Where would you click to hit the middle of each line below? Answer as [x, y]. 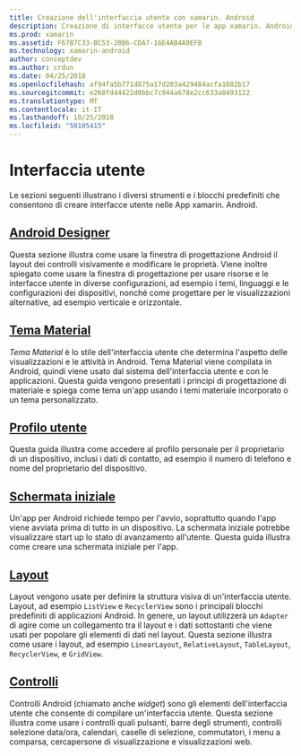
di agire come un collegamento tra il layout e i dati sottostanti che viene [141, 625]
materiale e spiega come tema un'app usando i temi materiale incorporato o [149, 390]
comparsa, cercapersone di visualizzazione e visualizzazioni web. [131, 742]
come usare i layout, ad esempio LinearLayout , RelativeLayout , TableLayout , [150, 644]
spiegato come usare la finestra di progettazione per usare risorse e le [139, 274]
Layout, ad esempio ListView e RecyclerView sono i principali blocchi [136, 606]
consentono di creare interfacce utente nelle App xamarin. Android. [133, 204]
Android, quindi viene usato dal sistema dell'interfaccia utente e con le [139, 371]
